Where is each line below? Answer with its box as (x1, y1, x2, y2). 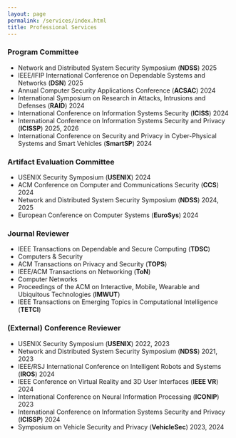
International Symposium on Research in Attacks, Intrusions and (17, 93, 206, 102)
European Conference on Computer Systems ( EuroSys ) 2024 (17, 211, 199, 219)
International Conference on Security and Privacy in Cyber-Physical (17, 131, 217, 140)
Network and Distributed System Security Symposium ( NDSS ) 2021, (17, 347, 218, 355)
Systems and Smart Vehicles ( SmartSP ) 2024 (17, 139, 152, 147)
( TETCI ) (17, 306, 41, 314)
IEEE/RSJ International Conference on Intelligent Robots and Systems (17, 362, 222, 370)
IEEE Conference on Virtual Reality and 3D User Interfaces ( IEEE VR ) (17, 377, 219, 385)
